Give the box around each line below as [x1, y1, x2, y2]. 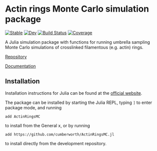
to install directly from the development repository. [5, 140, 107, 146]
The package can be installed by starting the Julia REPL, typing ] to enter [5, 100, 153, 105]
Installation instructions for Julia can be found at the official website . [5, 90, 142, 96]
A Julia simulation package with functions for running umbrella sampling [5, 39, 150, 45]
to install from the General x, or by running [5, 122, 90, 128]
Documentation [5, 63, 36, 69]
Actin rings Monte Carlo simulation [5, 3, 149, 15]
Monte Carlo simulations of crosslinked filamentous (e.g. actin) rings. [5, 44, 144, 50]
